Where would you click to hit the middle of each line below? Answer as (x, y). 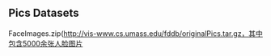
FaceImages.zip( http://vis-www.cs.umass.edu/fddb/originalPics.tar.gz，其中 (135, 33)
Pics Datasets (44, 13)
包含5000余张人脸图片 (46, 43)
